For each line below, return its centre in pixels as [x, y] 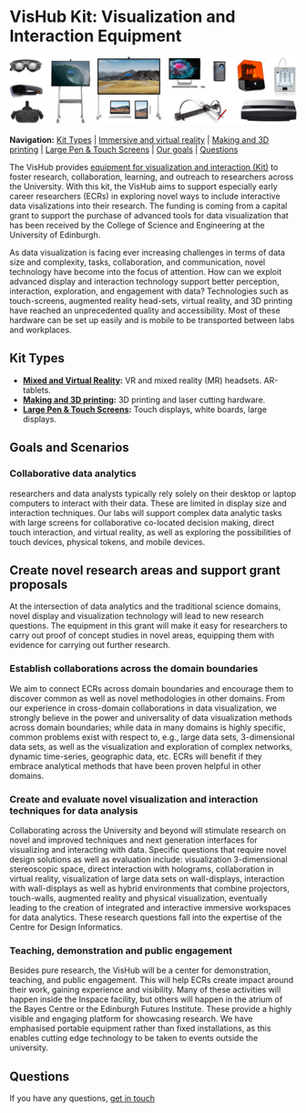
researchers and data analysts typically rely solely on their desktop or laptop [153, 493]
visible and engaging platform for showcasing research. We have [131, 1019]
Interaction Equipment [96, 36]
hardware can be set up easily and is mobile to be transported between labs [152, 320]
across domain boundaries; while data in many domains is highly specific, [148, 727]
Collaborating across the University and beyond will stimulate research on [148, 830]
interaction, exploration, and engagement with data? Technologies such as [149, 291]
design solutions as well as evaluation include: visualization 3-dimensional [149, 859]
